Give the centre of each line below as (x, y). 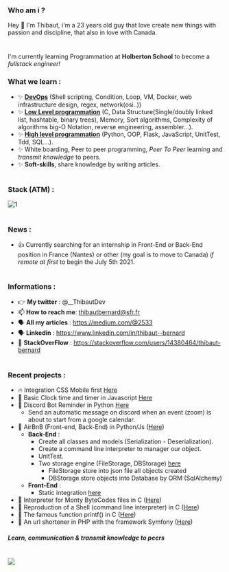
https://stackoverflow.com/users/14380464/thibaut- (147, 343)
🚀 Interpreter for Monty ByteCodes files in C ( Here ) (89, 500)
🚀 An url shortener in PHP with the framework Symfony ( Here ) (105, 522)
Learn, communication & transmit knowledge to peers (86, 538)
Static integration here (70, 493)
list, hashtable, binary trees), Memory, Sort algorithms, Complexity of (115, 120)
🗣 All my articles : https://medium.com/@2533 (85, 322)
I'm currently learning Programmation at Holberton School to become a (109, 56)
